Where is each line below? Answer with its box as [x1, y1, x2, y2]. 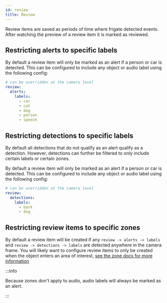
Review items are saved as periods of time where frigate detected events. [5, 26, 159, 32]
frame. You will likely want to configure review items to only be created [5, 247, 153, 254]
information [5, 258, 29, 264]
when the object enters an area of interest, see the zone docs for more [5, 253, 153, 259]
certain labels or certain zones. [5, 156, 70, 162]
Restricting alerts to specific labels [5, 46, 118, 55]
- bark [18, 205, 33, 210]
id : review [5, 7, 28, 13]
